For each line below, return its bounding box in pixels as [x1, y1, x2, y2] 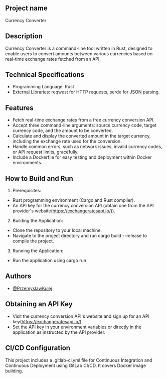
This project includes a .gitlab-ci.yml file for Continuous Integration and [5, 357, 152, 363]
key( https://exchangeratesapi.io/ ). [12, 318, 83, 324]
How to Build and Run [5, 174, 74, 183]
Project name [5, 4, 48, 13]
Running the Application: [12, 248, 64, 254]
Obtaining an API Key [5, 300, 73, 308]
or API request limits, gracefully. [12, 149, 79, 155]
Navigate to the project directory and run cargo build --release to [12, 233, 147, 239]
